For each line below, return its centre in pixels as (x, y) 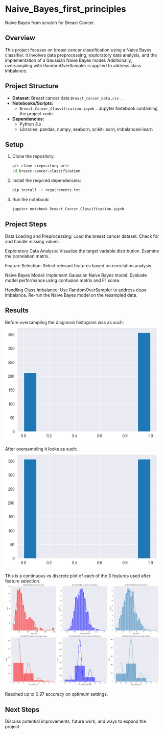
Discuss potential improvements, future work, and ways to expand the (76, 721)
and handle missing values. (33, 241)
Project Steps (26, 224)
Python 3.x (30, 124)
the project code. (37, 113)
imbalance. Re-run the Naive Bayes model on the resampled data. (71, 295)
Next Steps (22, 709)
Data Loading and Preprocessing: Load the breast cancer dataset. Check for (82, 236)
